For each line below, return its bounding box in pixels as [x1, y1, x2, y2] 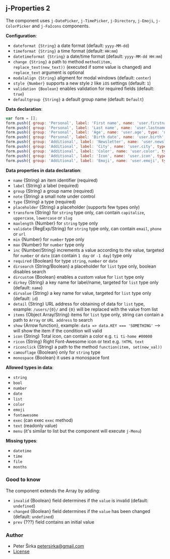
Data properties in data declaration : [6, 167, 82, 174]
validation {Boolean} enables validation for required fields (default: [13, 85, 154, 92]
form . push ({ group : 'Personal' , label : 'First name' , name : [6, 120, 135, 125]
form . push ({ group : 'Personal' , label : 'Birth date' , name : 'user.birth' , [6, 135, 166, 140]
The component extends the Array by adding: [6, 488, 100, 494]
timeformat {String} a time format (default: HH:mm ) [13, 48, 118, 54]
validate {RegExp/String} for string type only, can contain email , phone [13, 225, 162, 232]
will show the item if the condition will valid [13, 327, 102, 333]
